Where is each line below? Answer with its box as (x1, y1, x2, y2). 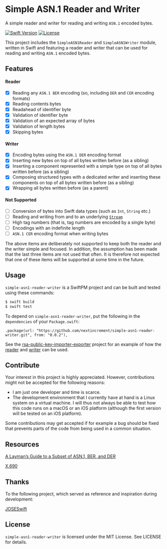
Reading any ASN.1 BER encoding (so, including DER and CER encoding (12, 90, 155, 96)
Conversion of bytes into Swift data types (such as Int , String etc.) (12, 208, 151, 214)
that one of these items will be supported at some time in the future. (5, 257, 145, 262)
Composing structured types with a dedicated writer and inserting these (12, 174, 161, 180)
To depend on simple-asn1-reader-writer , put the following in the (5, 313, 141, 319)
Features (5, 65, 33, 73)
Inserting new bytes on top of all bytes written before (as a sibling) (12, 158, 149, 164)
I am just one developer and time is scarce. (12, 389, 101, 395)
